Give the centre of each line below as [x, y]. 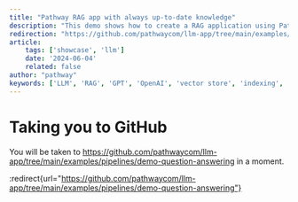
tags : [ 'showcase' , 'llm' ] [75, 50]
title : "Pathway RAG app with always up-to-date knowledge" [123, 17]
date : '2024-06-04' [61, 58]
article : [25, 42]
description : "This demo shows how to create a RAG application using [142, 26]
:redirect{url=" [35, 178]
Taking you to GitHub [88, 127]
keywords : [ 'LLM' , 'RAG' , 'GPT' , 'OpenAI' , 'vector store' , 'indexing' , [146, 83]
